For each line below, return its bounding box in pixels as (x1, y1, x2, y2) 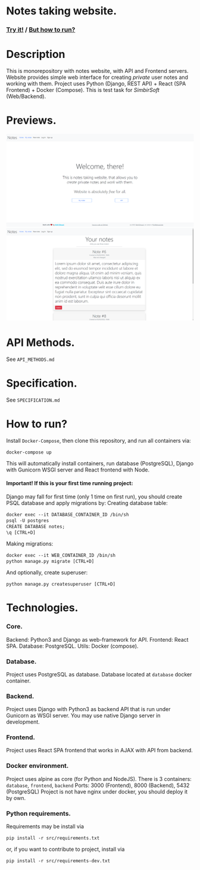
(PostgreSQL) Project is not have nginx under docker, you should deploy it (6, 788, 188, 795)
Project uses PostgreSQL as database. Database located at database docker (6, 670, 192, 678)
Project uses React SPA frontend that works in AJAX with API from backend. (6, 747, 193, 754)
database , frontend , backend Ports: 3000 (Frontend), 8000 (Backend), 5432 (6, 782, 190, 789)
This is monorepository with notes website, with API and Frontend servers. (6, 68, 189, 75)
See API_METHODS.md (6, 356, 55, 363)
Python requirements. (6, 809, 71, 817)
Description (6, 48, 65, 61)
